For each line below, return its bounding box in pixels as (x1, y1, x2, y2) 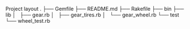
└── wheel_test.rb (5, 18, 51, 24)
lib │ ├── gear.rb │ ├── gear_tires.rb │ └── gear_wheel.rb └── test (5, 11, 180, 18)
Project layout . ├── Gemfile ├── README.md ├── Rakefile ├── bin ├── (5, 6, 184, 12)
